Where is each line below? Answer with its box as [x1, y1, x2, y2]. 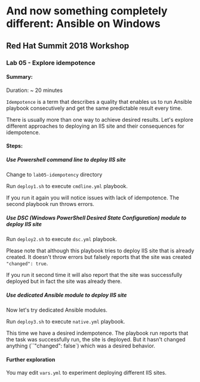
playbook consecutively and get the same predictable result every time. [6, 104, 183, 112]
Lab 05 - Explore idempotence [6, 58, 96, 67]
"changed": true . [6, 260, 48, 267]
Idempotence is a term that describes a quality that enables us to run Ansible [6, 98, 192, 105]
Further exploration [6, 356, 56, 363]
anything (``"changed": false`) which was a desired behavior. [6, 342, 155, 350]
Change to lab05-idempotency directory [6, 171, 103, 178]
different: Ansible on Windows [6, 17, 161, 30]
